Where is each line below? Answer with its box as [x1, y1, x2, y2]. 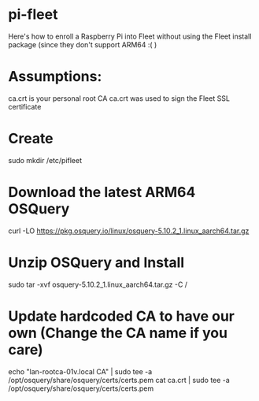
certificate [8, 102, 42, 111]
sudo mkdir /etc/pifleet [8, 155, 83, 165]
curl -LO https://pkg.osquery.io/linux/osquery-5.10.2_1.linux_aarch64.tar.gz [8, 226, 250, 236]
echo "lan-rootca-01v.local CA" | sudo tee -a [8, 366, 153, 376]
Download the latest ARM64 [8, 184, 196, 201]
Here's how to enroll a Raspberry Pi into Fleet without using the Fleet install [8, 32, 252, 41]
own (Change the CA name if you [8, 324, 228, 342]
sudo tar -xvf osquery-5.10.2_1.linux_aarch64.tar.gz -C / [8, 280, 187, 289]
